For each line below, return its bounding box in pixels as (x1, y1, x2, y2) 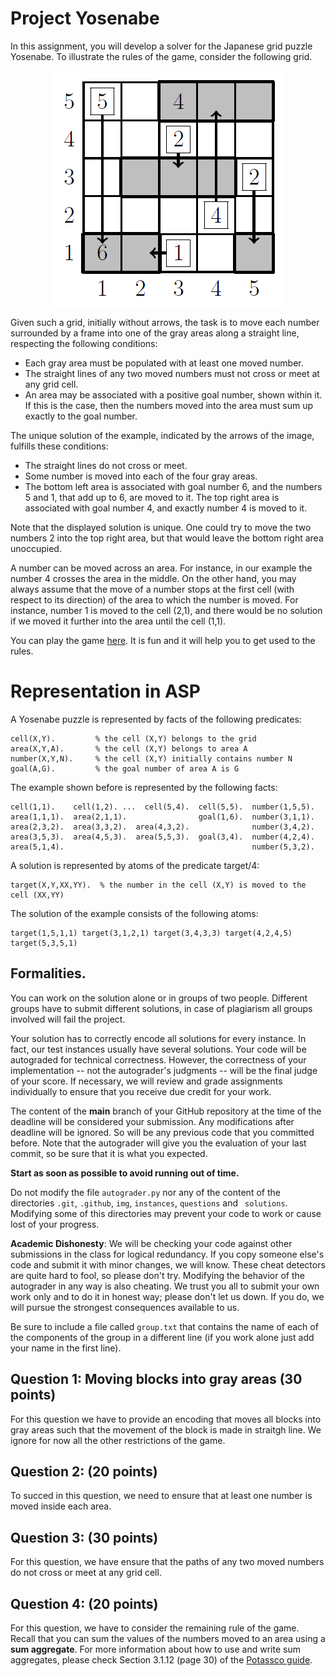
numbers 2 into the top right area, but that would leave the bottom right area (10, 532, 324, 544)
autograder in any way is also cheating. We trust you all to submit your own (10, 1280, 320, 1292)
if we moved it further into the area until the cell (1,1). (10, 615, 227, 627)
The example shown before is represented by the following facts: (10, 781, 278, 793)
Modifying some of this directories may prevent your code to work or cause (10, 1207, 322, 1219)
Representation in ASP (10, 680, 201, 703)
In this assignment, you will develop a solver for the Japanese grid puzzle (10, 40, 313, 52)
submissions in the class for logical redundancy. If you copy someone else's (10, 1248, 325, 1260)
